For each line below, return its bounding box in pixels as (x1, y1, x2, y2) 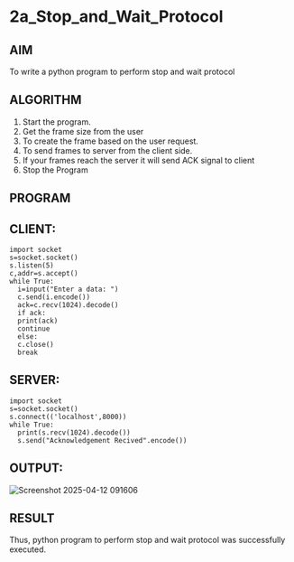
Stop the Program (22, 164, 88, 175)
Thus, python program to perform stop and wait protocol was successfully (9, 535, 286, 546)
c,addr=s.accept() (9, 269, 78, 278)
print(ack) (17, 316, 59, 326)
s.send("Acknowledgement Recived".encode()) (17, 436, 188, 445)
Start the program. (22, 116, 92, 127)
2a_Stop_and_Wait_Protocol (9, 6, 224, 27)
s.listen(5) (9, 261, 54, 270)
